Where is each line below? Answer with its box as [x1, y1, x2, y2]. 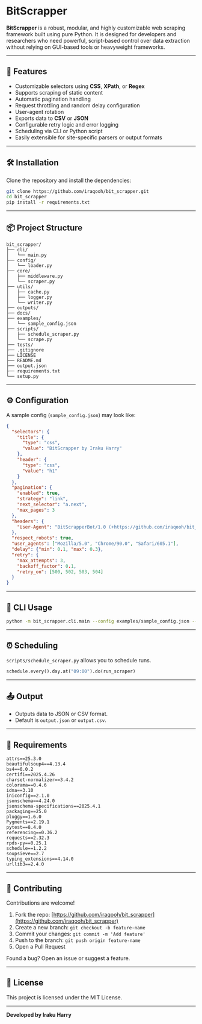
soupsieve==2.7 [6, 851, 44, 857]
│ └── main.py [6, 252, 47, 258]
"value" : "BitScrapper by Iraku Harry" [22, 445, 122, 451]
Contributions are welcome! [6, 899, 75, 906]
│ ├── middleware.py [6, 273, 63, 279]
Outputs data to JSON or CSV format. [14, 710, 108, 718]
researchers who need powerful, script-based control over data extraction [6, 37, 191, 44]
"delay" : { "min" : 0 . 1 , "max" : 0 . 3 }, [11, 547, 103, 553]
